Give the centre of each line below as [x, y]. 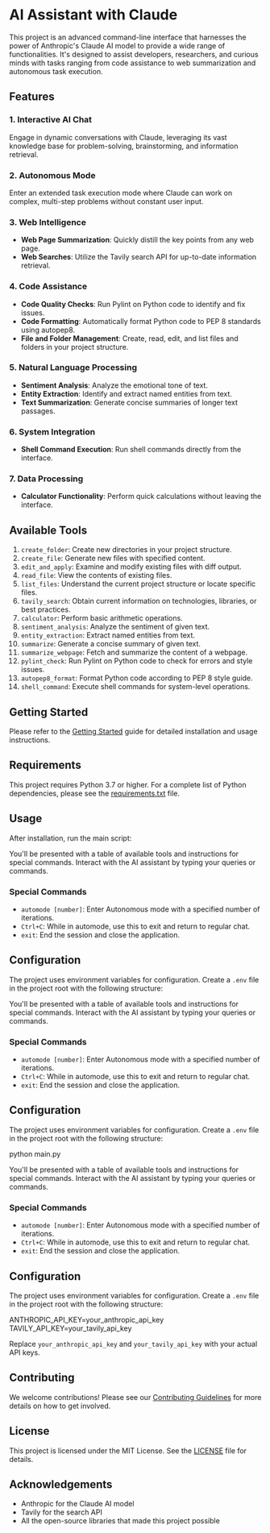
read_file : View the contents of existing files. [96, 575]
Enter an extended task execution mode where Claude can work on [121, 193]
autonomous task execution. [56, 71]
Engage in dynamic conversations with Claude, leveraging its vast [118, 137]
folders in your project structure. [75, 347]
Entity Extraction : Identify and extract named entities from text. [127, 393]
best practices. [46, 609]
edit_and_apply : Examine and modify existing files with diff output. [131, 567]
